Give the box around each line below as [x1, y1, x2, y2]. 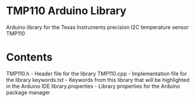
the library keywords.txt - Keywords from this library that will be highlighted [6, 76, 190, 83]
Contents [6, 51, 53, 64]
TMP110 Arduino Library [6, 4, 127, 18]
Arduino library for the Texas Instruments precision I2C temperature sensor [6, 24, 189, 31]
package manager [6, 88, 51, 96]
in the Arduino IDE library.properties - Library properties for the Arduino [6, 83, 180, 90]
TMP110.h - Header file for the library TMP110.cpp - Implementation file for [6, 70, 187, 77]
